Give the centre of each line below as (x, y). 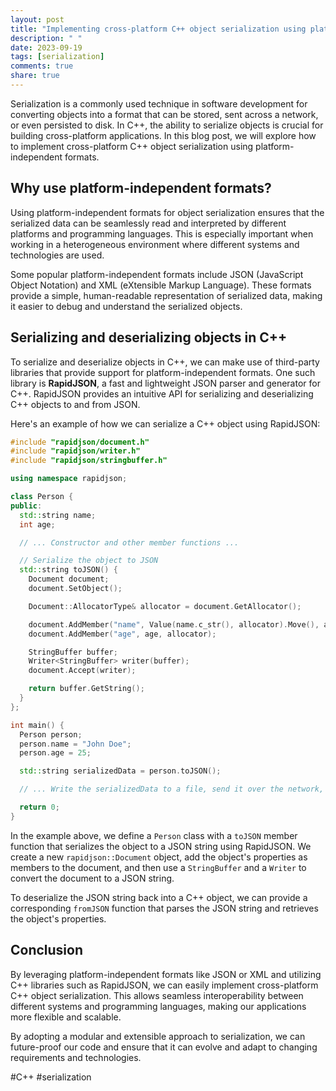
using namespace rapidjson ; (69, 479)
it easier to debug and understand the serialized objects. (126, 306)
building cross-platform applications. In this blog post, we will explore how (163, 135)
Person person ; (51, 734)
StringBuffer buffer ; (73, 652)
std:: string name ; (58, 515)
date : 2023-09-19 (46, 47)
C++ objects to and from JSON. (75, 404)
